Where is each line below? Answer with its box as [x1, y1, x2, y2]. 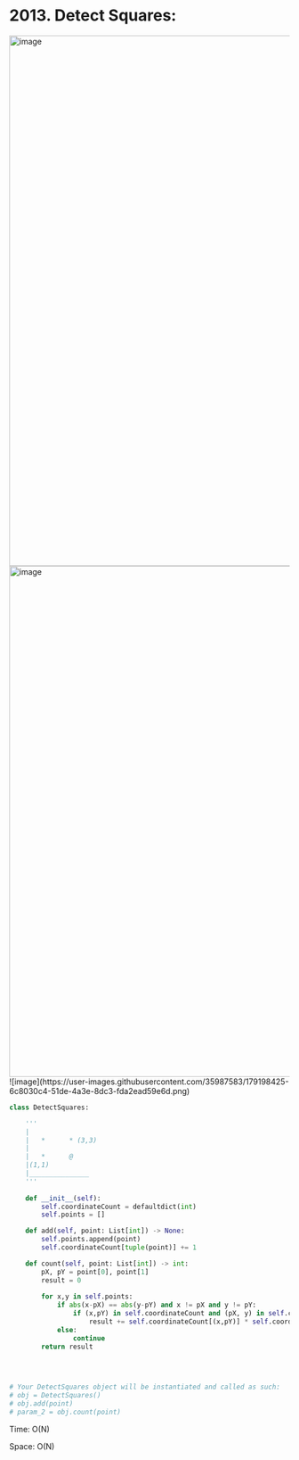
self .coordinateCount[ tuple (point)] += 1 [41, 1243, 198, 1252]
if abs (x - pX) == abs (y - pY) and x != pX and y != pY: [56, 1300, 257, 1310]
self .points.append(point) [41, 1235, 141, 1244]
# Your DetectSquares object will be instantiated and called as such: [9, 1382, 280, 1392]
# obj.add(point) [9, 1399, 74, 1408]
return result [41, 1342, 93, 1351]
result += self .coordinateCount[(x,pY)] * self [88, 1317, 269, 1326]
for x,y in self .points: [41, 1292, 133, 1301]
